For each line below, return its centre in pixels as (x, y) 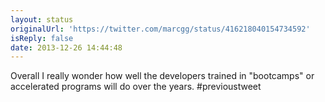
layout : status (42, 19)
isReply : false (42, 38)
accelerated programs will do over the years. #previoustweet (136, 87)
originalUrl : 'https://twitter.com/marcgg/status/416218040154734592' (160, 29)
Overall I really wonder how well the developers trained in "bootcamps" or (162, 76)
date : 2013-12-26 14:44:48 (66, 47)
